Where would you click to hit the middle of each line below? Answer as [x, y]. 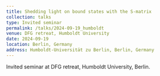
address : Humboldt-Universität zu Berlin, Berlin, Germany [80, 50]
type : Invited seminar [34, 22]
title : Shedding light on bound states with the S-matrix [79, 11]
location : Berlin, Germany [39, 45]
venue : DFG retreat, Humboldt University [58, 34]
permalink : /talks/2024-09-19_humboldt [55, 28]
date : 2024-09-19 [27, 39]
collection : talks [29, 17]
